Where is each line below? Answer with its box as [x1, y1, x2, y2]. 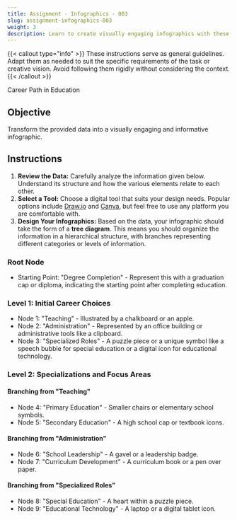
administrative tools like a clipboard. [17, 330, 123, 338]
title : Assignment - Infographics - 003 [7, 10, 129, 18]
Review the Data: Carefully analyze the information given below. [17, 171, 206, 180]
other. [17, 187, 35, 195]
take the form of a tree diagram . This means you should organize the [17, 224, 219, 233]
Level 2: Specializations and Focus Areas [7, 369, 151, 379]
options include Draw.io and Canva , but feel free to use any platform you [17, 202, 229, 210]
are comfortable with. [17, 209, 81, 218]
